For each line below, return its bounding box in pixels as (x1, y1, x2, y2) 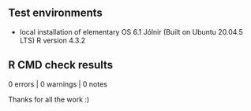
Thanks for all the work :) (8, 94, 90, 104)
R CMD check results (8, 58, 114, 72)
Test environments (8, 6, 103, 20)
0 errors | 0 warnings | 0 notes (8, 79, 108, 89)
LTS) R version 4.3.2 (19, 35, 85, 45)
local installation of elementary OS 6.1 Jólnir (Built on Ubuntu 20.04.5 (19, 27, 243, 36)
